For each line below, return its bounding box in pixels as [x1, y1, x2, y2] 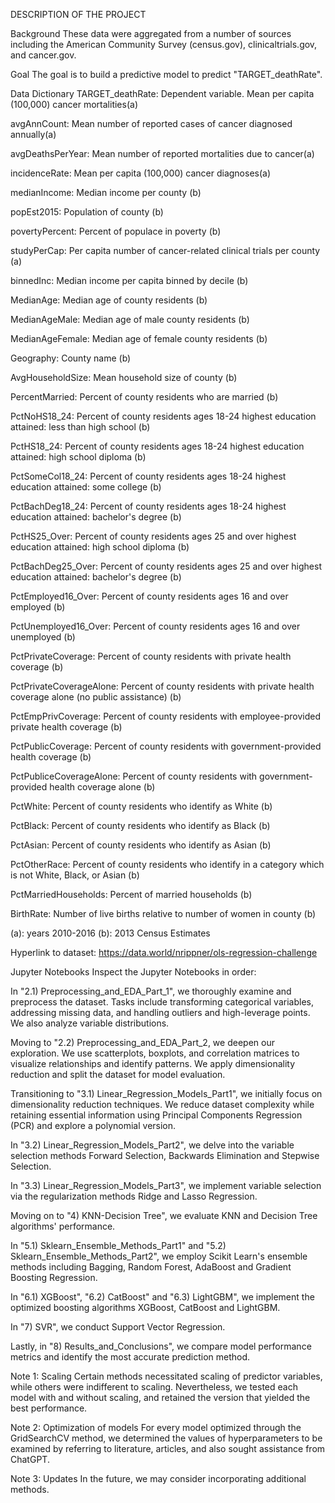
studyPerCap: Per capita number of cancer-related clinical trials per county [10, 245, 321, 256]
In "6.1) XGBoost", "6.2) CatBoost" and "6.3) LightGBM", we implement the [10, 1291, 315, 1303]
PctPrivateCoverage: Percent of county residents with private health [10, 650, 292, 662]
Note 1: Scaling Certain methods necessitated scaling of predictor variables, [10, 1370, 323, 1382]
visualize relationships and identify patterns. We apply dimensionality [10, 1058, 296, 1069]
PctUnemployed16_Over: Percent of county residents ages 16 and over [10, 620, 301, 632]
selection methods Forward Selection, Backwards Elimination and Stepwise [10, 1150, 320, 1161]
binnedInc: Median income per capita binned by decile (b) [10, 275, 249, 286]
